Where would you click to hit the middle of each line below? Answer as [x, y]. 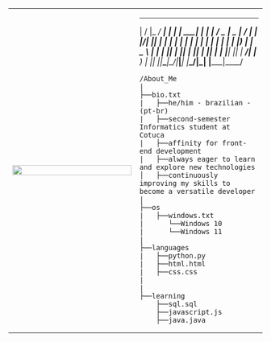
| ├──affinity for [179, 143]
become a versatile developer [198, 191]
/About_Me [158, 78]
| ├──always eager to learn [198, 159]
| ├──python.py [173, 255]
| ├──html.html [173, 264]
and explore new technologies [198, 167]
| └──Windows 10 [181, 223]
